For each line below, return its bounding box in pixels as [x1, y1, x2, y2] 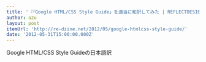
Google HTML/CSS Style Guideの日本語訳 [6, 49, 112, 57]
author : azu [6, 15, 37, 21]
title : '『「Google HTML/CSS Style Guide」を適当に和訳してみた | [6, 9, 166, 15]
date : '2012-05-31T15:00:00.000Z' [6, 32, 95, 38]
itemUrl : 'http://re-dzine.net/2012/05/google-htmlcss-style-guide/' [6, 26, 188, 32]
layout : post [6, 20, 40, 26]
